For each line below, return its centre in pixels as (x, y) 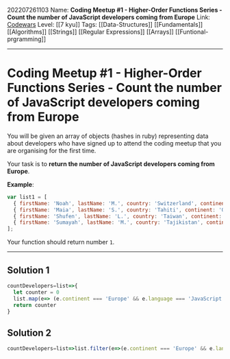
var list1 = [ (27, 197)
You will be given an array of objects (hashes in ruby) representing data (108, 136)
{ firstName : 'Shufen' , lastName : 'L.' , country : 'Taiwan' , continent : (118, 216)
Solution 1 (28, 270)
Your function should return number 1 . (61, 242)
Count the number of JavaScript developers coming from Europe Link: (109, 17)
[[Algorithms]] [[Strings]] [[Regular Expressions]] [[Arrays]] (91, 32)
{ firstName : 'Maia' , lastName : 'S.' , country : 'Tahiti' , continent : (115, 210)
